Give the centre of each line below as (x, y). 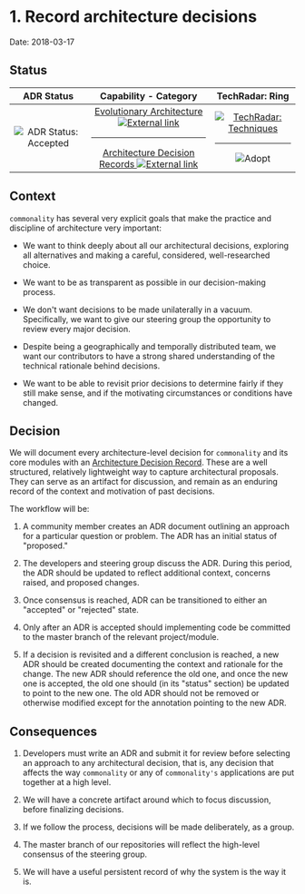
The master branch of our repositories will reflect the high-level (141, 845)
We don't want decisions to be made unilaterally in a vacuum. (137, 309)
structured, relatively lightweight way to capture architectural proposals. (144, 472)
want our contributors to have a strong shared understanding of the (148, 356)
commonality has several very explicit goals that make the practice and (141, 218)
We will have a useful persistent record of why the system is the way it (154, 872)
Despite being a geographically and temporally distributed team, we (149, 346)
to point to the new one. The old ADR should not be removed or (141, 693)
